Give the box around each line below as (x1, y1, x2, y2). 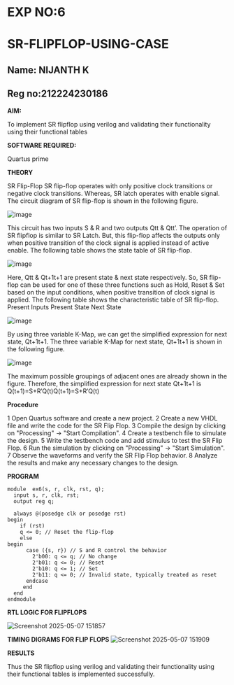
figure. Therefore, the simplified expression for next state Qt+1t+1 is (7, 379, 201, 388)
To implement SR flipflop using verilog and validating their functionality (7, 120, 211, 128)
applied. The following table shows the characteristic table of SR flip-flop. (7, 295, 219, 304)
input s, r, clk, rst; (13, 491, 80, 499)
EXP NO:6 (7, 4, 66, 20)
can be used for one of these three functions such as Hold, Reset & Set (20, 281, 225, 289)
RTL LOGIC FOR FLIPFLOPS (7, 608, 87, 616)
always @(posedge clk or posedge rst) (13, 510, 127, 517)
